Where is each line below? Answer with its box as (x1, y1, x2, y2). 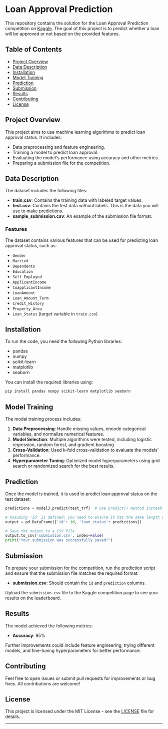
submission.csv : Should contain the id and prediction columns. (12, 580, 146, 586)
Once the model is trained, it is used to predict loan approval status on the (5, 491, 157, 497)
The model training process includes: (5, 416, 82, 422)
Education (12, 269, 33, 274)
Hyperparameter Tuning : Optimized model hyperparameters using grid (12, 458, 160, 464)
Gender (12, 253, 26, 258)
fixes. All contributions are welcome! (5, 680, 80, 686)
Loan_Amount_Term (12, 295, 49, 301)
